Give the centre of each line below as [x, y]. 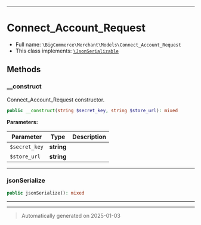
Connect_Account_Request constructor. [56, 100]
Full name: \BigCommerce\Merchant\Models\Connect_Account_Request [98, 44]
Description [89, 137]
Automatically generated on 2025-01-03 [71, 215]
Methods [24, 70]
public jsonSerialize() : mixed [46, 193]
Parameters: [22, 122]
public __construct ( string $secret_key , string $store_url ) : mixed [92, 110]
